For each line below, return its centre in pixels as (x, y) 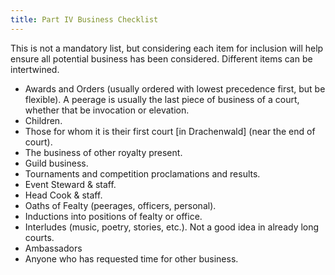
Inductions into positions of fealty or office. (113, 216)
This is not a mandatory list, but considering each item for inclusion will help (167, 48)
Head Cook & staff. (63, 195)
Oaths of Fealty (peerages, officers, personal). (120, 205)
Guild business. (56, 163)
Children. (43, 120)
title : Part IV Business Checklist (84, 19)
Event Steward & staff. (70, 184)
